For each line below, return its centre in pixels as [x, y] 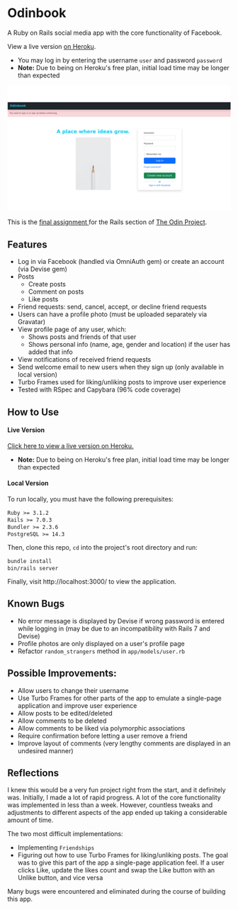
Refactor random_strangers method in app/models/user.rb [101, 651]
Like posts [43, 299]
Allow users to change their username [73, 690]
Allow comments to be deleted [62, 721]
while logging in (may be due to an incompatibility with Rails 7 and [114, 628]
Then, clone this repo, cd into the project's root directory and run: [103, 548]
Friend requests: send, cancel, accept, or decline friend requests [112, 307]
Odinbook [37, 13]
